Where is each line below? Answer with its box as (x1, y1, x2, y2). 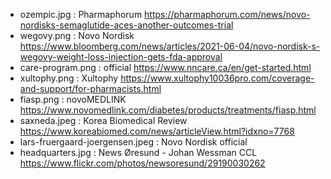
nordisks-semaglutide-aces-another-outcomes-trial (19, 19, 234, 31)
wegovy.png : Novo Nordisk (19, 30, 135, 41)
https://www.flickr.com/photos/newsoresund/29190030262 (19, 157, 266, 169)
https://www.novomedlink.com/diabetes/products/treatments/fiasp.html (19, 104, 317, 116)
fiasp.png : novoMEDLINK (19, 94, 127, 105)
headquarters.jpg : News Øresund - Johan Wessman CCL (19, 147, 258, 158)
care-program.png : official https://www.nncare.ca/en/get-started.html (19, 62, 312, 73)
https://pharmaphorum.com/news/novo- (144, 9, 311, 20)
